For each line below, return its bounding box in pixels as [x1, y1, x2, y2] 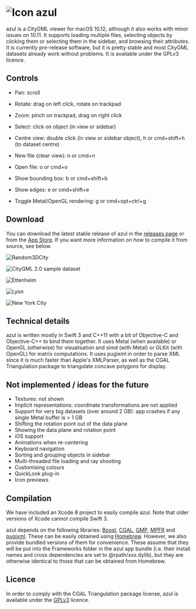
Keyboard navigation [14, 445, 65, 453]
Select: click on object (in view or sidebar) [14, 123, 116, 130]
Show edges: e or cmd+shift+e [14, 186, 90, 193]
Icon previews [14, 477, 49, 484]
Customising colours [14, 464, 64, 471]
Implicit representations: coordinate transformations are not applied [14, 402, 177, 409]
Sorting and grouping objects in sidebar [14, 451, 111, 458]
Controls [6, 73, 39, 83]
